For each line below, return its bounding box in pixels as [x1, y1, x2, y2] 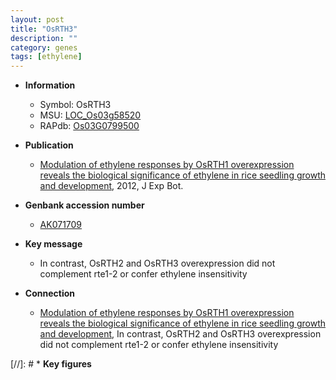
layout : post [10, 14, 65, 25]
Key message [24, 238, 83, 250]
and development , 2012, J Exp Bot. [39, 180, 184, 192]
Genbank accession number [24, 199, 145, 211]
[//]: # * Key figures [10, 358, 92, 370]
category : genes [10, 42, 78, 53]
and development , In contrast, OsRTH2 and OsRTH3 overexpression [39, 328, 322, 340]
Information [24, 79, 76, 91]
